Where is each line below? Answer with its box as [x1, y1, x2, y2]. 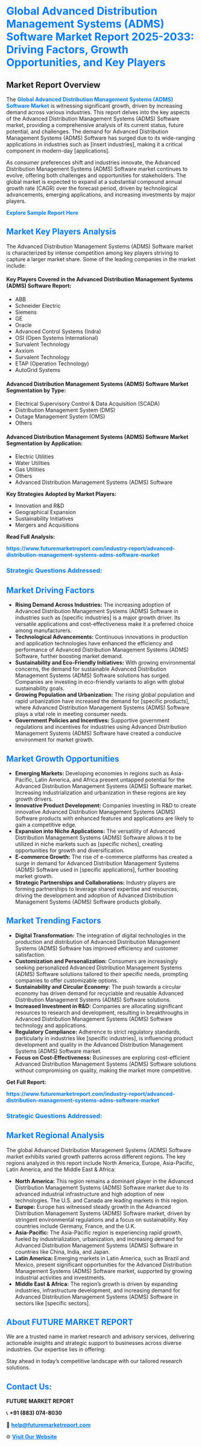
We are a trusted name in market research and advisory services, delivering [6, 1333, 195, 1340]
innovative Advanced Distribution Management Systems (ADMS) [14, 808, 176, 815]
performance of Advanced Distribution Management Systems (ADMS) [14, 646, 189, 654]
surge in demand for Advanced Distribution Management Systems [14, 859, 180, 867]
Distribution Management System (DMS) [14, 406, 116, 414]
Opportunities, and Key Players [6, 56, 166, 70]
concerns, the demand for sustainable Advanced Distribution [14, 665, 167, 673]
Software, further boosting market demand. [14, 653, 124, 660]
